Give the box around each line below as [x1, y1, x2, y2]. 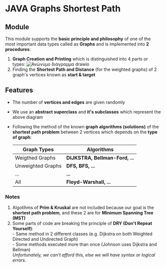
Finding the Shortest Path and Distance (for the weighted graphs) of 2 [12, 66, 157, 72]
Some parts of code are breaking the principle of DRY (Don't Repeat [12, 220, 153, 226]
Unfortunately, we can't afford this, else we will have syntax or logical [12, 252, 156, 258]
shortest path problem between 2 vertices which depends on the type [12, 129, 158, 135]
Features [5, 86, 33, 95]
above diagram [12, 114, 43, 120]
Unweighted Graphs [14, 162, 62, 169]
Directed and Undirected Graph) [12, 236, 78, 242]
